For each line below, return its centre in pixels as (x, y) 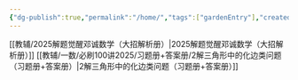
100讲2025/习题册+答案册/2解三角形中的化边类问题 (188, 55)
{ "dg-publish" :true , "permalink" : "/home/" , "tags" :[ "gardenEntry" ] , (134, 17)
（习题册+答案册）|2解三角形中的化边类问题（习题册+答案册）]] (124, 66)
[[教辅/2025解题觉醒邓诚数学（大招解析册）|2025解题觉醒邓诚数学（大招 (143, 44)
